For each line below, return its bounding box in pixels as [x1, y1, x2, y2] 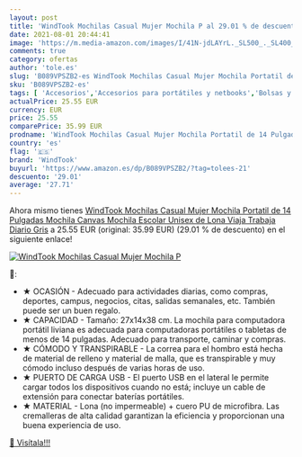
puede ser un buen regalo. [22, 305, 121, 316]
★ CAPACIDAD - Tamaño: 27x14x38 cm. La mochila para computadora [22, 315, 286, 326]
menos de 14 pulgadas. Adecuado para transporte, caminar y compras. [22, 334, 287, 345]
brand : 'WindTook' [9, 155, 78, 165]
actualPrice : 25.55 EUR [9, 96, 99, 106]
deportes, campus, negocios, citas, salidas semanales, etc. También [22, 296, 276, 307]
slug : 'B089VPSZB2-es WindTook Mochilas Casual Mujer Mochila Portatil [9, 72, 283, 81]
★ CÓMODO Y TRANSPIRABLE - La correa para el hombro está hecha [22, 344, 283, 354]
